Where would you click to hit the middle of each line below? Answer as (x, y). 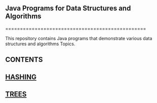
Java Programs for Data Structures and (68, 8)
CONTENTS (24, 60)
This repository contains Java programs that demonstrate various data (79, 38)
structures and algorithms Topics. (40, 44)
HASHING (21, 77)
